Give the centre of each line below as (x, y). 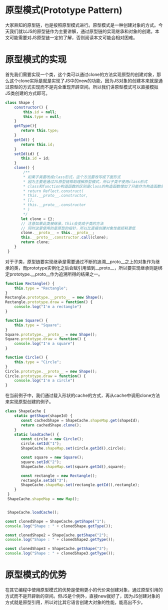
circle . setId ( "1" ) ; (41, 444)
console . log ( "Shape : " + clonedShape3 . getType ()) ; (60, 553)
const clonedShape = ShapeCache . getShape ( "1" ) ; (56, 521)
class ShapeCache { (25, 411)
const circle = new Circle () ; (52, 439)
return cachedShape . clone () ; (51, 425)
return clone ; (35, 242)
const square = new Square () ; (52, 457)
